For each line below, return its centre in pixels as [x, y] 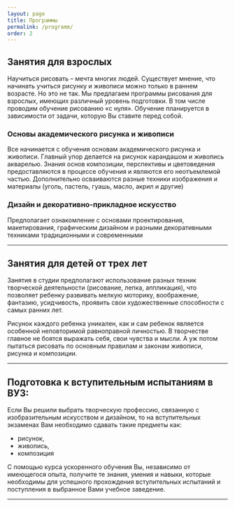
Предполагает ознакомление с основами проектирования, [96, 220]
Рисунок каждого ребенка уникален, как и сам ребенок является [106, 324]
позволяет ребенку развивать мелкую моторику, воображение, [103, 295]
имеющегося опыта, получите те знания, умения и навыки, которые [109, 475]
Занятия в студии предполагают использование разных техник [102, 280]
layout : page [26, 14]
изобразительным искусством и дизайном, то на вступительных [104, 417]
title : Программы [33, 20]
